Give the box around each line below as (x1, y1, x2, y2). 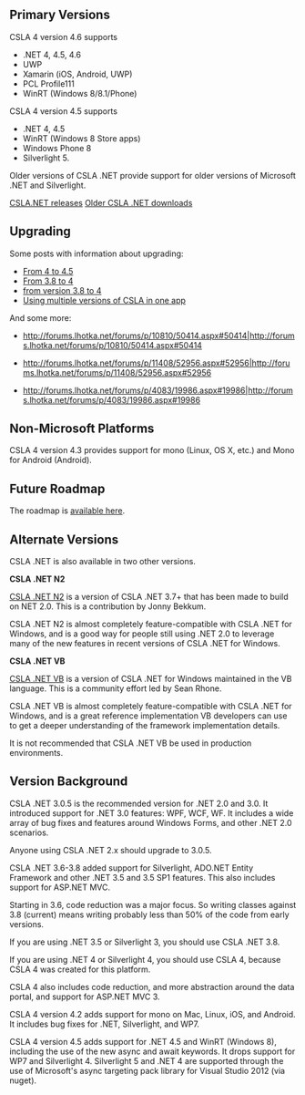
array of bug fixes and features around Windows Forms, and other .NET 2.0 (9, 817, 293, 828)
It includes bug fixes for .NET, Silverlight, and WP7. (9, 1018, 200, 1029)
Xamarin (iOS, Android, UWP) (22, 68, 133, 79)
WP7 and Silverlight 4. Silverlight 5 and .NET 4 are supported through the (9, 1055, 284, 1066)
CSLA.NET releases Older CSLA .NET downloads (9, 197, 193, 208)
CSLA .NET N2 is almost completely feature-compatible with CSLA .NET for (9, 619, 293, 630)
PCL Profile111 (22, 77, 75, 89)
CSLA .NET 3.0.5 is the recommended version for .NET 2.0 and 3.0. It (9, 798, 269, 809)
